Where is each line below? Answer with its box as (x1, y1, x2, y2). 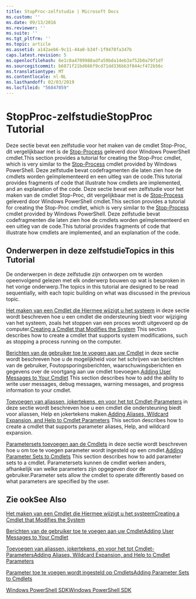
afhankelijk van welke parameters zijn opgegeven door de (6, 465, 146, 472)
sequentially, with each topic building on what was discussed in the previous (6, 289, 191, 296)
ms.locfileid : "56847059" (6, 85, 69, 91)
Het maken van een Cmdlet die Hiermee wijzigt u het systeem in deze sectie (6, 307, 190, 314)
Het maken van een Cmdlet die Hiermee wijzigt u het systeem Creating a (6, 510, 180, 517)
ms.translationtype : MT (6, 69, 64, 74)
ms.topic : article (6, 42, 51, 47)
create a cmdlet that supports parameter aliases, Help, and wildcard (6, 423, 170, 430)
